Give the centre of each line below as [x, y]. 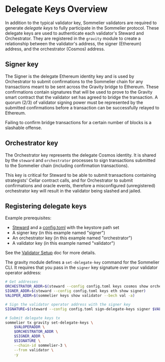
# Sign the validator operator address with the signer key [68, 304]
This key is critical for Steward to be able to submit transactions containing [81, 175]
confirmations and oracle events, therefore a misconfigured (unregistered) [80, 185]
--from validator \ [34, 350]
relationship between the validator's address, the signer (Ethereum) [73, 43]
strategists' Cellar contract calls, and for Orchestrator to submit [69, 180]
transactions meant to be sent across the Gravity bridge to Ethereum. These [82, 87]
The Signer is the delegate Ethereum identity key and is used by [70, 76]
